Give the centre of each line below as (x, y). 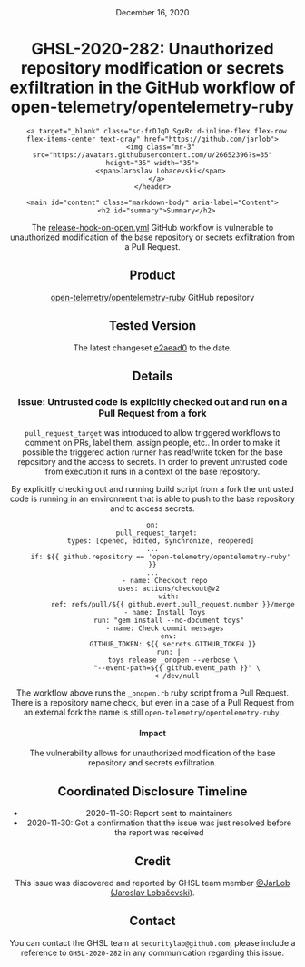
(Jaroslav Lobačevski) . (152, 893)
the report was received (159, 833)
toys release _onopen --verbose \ (173, 660)
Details (152, 375)
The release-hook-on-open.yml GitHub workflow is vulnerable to (152, 227)
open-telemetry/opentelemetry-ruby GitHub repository (152, 297)
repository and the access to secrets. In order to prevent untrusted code (152, 462)
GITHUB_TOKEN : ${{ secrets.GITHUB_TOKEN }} (173, 645)
